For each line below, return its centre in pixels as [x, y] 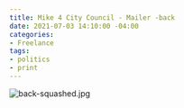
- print [24, 68]
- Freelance [32, 43]
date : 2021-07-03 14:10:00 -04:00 [74, 26]
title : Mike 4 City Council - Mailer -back [92, 18]
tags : [19, 51]
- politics [30, 59]
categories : [32, 34]
